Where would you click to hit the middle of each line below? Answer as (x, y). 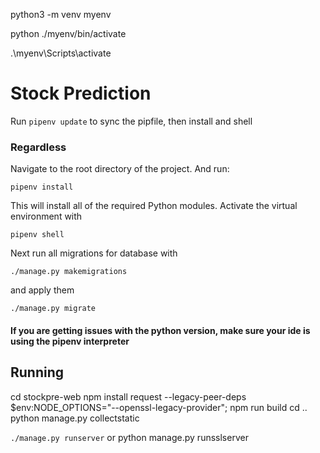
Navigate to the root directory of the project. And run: (120, 169)
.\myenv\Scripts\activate (61, 53)
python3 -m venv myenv (61, 14)
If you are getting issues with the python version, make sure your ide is (160, 330)
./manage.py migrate (53, 309)
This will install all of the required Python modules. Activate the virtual (154, 206)
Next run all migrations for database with (94, 253)
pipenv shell (37, 235)
